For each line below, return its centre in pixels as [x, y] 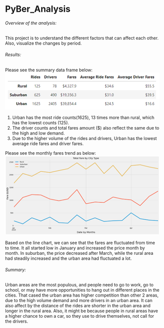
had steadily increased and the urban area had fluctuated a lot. [69, 258]
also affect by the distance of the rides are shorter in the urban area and [78, 306]
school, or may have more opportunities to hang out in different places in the [82, 290]
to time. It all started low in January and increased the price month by [75, 248]
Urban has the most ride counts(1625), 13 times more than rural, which [83, 117]
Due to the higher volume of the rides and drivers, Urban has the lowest [84, 138]
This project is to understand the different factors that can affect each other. [82, 38]
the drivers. [17, 321]
